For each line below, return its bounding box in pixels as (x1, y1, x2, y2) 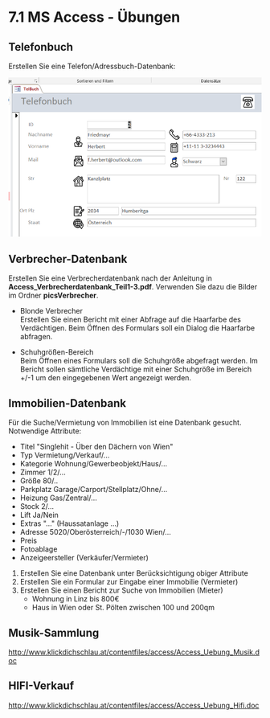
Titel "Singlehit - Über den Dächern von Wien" (19, 442, 174, 452)
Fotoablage (19, 544, 58, 554)
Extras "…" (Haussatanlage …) (19, 519, 120, 528)
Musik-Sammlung (8, 626, 100, 639)
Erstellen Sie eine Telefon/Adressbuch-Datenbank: (8, 61, 176, 71)
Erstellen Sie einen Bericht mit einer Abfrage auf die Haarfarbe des (19, 314, 241, 325)
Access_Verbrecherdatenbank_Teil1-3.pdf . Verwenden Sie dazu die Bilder (8, 282, 258, 292)
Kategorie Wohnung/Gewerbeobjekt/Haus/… (19, 459, 168, 469)
